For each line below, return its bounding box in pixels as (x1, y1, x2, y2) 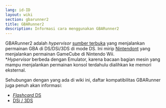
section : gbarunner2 (5, 17, 49, 22)
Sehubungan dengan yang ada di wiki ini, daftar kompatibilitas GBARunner (5, 77, 161, 83)
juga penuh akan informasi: (5, 82, 62, 89)
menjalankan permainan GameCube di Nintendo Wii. (5, 51, 115, 57)
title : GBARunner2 (5, 21, 44, 27)
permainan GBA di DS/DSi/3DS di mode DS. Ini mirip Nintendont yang (5, 46, 151, 52)
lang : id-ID (5, 7, 30, 13)
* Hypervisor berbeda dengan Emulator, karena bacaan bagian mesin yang (5, 56, 161, 62)
